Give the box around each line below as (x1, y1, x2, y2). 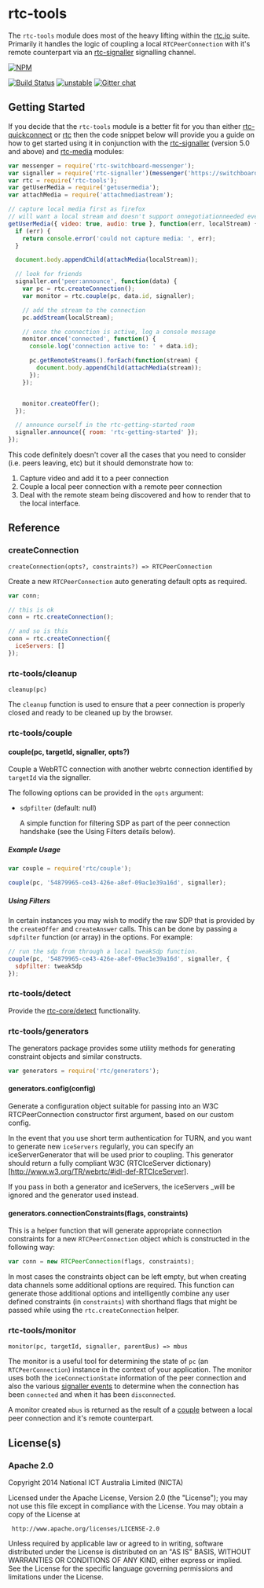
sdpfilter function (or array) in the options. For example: (8, 932, 193, 942)
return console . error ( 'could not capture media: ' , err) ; (22, 234, 216, 242)
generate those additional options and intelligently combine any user (8, 1288, 230, 1298)
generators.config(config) (8, 1084, 96, 1094)
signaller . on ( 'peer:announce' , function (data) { (15, 278, 178, 285)
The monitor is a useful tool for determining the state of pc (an (8, 1357, 209, 1366)
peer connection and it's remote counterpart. (8, 1413, 155, 1423)
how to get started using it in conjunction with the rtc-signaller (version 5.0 (8, 138, 250, 148)
